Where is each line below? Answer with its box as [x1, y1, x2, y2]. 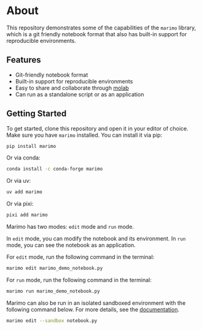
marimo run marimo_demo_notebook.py [6, 288, 100, 294]
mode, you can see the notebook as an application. [6, 242, 136, 249]
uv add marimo [6, 189, 43, 195]
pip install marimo [6, 143, 56, 149]
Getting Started [6, 109, 67, 119]
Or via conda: [6, 154, 41, 161]
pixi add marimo [6, 212, 48, 218]
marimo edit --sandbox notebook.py [6, 317, 98, 324]
